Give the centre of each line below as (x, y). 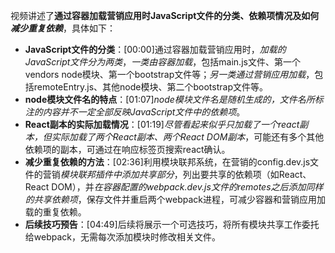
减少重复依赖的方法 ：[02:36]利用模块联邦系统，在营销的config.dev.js (167, 162)
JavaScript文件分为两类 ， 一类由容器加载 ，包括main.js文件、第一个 (162, 62)
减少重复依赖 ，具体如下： (63, 28)
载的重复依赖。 (55, 212)
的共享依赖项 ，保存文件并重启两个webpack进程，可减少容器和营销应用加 (175, 199)
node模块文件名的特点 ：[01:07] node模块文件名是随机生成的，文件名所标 (174, 99)
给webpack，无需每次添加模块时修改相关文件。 (122, 237)
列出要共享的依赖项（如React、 (247, 174)
